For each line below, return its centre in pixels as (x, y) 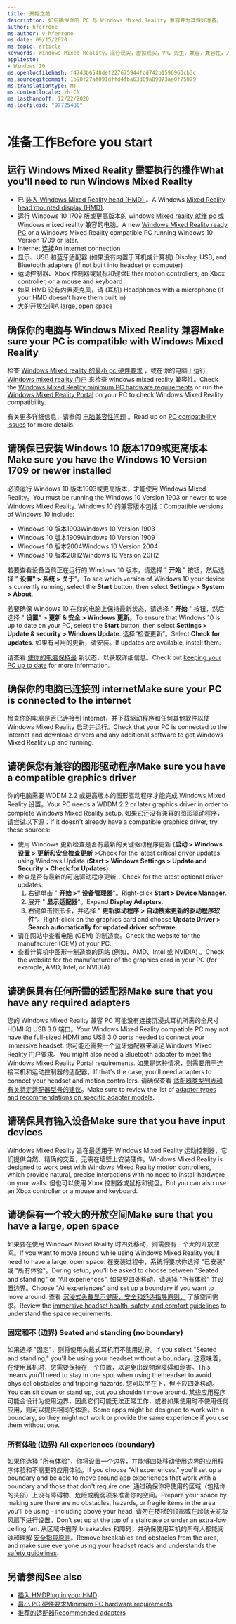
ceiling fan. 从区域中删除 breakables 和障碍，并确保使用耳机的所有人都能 (112, 1529)
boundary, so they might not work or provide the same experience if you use (118, 1417)
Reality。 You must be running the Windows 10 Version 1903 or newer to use (117, 497)
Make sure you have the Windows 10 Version (107, 460)
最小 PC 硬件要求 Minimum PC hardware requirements (95, 1604)
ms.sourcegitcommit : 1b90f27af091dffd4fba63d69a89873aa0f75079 (102, 79)
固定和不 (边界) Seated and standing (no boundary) (96, 1333)
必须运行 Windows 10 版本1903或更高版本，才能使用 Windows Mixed (107, 489)
